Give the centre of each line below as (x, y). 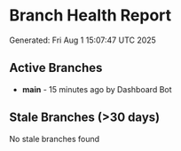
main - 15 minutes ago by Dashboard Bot (97, 89)
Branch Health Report (90, 16)
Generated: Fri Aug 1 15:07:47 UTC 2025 (83, 40)
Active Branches (56, 68)
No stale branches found (55, 139)
